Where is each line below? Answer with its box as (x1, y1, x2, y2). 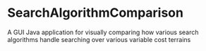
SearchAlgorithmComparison (7, 5, 183, 21)
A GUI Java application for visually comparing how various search (7, 28, 199, 36)
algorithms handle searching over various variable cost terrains (7, 35, 191, 43)
